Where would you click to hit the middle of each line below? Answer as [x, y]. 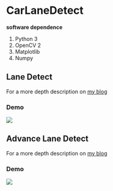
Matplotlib [27, 51]
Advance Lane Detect [47, 139]
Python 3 [26, 39]
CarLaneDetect [45, 11]
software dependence [35, 27]
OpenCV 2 [28, 45]
